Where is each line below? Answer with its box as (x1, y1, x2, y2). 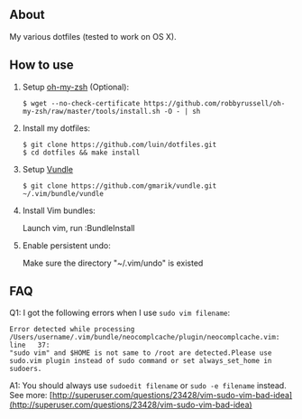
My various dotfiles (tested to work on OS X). (9, 31, 178, 42)
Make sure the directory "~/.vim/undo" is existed (22, 257, 204, 268)
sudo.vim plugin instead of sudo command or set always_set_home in (9, 357, 272, 366)
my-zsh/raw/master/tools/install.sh (22, 107, 160, 116)
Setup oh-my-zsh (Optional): (22, 81, 129, 92)
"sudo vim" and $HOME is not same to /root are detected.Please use (9, 349, 272, 358)
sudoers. (9, 365, 42, 374)
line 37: (9, 340, 50, 350)
